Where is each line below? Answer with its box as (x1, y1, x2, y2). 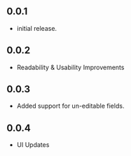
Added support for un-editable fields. (16, 101, 125, 111)
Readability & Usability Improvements (16, 63, 125, 71)
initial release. (16, 24, 57, 32)
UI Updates (16, 141, 50, 149)
